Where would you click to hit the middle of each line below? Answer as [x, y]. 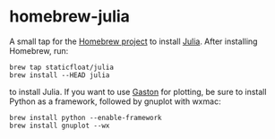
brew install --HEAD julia [60, 75]
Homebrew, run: [39, 50]
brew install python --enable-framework [86, 117]
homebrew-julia [69, 17]
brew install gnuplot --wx [60, 126]
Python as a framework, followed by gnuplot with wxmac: [115, 101]
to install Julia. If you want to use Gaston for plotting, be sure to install [138, 91]
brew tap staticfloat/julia [62, 67]
